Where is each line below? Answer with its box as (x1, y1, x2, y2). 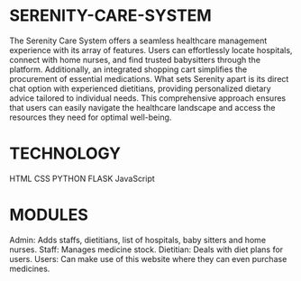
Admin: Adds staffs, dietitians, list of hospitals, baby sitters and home (9, 234, 267, 245)
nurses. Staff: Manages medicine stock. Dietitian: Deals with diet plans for (9, 244, 284, 255)
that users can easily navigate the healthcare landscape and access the (9, 102, 276, 113)
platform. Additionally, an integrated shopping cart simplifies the (9, 64, 248, 75)
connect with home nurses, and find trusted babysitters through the (9, 54, 261, 65)
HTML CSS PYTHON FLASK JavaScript (9, 173, 155, 184)
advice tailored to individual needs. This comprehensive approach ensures (9, 92, 287, 104)
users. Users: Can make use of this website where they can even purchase (9, 253, 287, 264)
